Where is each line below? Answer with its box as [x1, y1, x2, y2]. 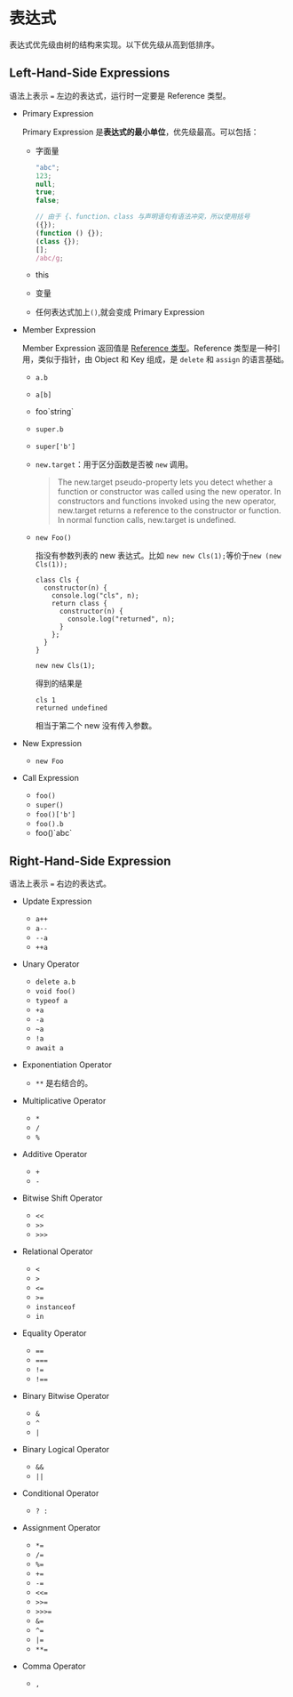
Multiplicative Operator [21, 1096, 107, 1106]
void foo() [35, 987, 76, 996]
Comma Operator [21, 1661, 86, 1672]
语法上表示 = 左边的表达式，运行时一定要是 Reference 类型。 [9, 90, 231, 101]
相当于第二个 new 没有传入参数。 [35, 720, 157, 731]
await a [35, 1044, 64, 1053]
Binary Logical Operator [21, 1444, 110, 1455]
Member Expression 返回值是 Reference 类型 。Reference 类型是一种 [21, 343, 273, 354]
